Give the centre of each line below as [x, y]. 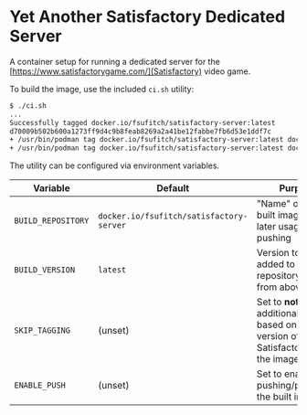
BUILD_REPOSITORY [52, 221]
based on [276, 325]
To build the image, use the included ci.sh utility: [102, 89]
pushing [274, 238]
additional [278, 314]
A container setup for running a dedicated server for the [115, 61]
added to [275, 264]
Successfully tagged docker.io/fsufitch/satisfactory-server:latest [143, 122]
